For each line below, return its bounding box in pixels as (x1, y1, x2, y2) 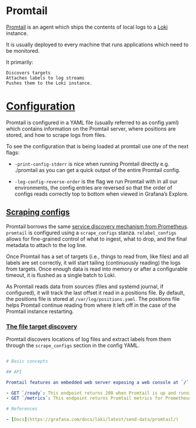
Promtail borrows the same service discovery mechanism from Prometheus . (6, 222, 188, 230)
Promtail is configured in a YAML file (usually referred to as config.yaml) (6, 119, 179, 126)
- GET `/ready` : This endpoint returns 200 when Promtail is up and (6, 390, 176, 396)
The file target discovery (6, 322, 78, 330)
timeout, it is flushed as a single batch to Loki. (6, 271, 116, 279)
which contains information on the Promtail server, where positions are (6, 125, 176, 132)
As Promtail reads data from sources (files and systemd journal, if (6, 283, 164, 290)
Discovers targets (6, 70, 51, 76)
